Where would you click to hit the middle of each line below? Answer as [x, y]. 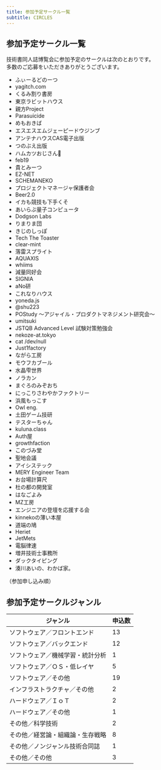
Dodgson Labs [33, 217]
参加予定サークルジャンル [54, 602]
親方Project [29, 109]
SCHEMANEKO [34, 181]
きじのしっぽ [31, 231]
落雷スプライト [34, 252]
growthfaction [32, 443]
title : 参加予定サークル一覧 [38, 12]
